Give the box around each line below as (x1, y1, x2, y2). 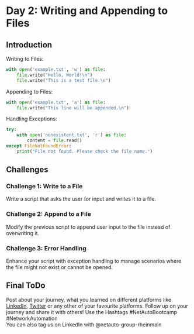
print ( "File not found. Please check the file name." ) (16, 148, 153, 154)
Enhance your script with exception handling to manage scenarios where (6, 257, 182, 264)
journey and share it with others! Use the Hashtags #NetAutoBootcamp (6, 308, 177, 315)
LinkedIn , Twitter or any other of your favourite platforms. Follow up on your (6, 302, 188, 309)
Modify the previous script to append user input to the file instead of (6, 223, 171, 230)
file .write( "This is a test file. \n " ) (16, 77, 111, 83)
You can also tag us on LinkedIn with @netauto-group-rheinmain (6, 321, 162, 328)
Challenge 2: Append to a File (6, 210, 92, 218)
